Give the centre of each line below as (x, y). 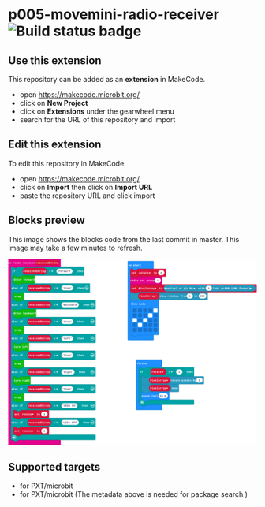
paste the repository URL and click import (87, 196)
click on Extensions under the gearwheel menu (97, 111)
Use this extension (55, 60)
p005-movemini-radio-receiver (114, 15)
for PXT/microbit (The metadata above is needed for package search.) (134, 494)
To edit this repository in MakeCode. (67, 163)
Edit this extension (55, 145)
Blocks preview (47, 220)
